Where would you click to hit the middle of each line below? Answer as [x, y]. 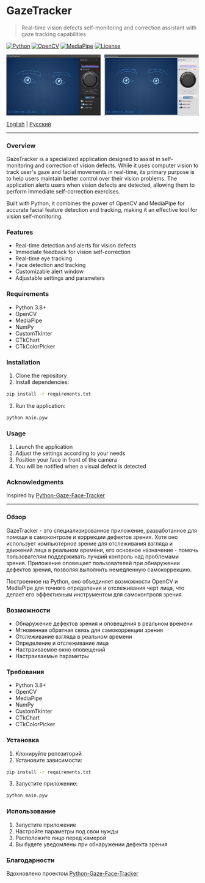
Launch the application [44, 447]
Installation [23, 362]
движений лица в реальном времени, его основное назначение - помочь [103, 550]
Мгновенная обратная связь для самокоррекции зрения [89, 630]
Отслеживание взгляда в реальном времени [74, 636]
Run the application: [40, 405]
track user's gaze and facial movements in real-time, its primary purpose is [101, 172]
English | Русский [29, 124]
